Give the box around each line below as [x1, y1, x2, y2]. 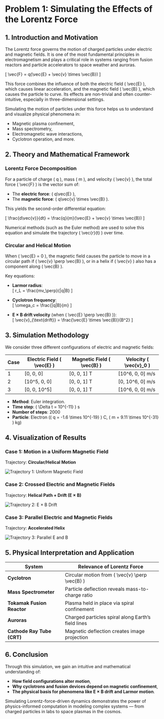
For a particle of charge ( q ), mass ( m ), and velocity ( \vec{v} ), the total [5, 176, 152, 182]
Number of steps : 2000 [12, 409, 61, 415]
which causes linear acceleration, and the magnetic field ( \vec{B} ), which [5, 86, 155, 92]
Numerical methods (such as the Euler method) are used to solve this [5, 224, 144, 231]
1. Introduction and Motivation [5, 33, 99, 42]
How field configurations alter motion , [12, 678, 91, 684]
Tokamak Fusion [7, 600, 47, 606]
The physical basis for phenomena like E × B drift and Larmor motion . [12, 689, 155, 695]
